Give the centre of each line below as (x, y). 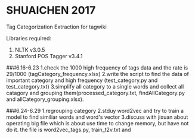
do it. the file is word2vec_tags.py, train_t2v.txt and (69, 129)
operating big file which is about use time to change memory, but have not (97, 123)
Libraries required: (29, 38)
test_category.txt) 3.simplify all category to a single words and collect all (95, 86)
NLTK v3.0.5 (30, 50)
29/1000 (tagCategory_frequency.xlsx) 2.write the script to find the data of (97, 74)
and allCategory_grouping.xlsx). (45, 99)
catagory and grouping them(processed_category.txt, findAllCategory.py (95, 93)
